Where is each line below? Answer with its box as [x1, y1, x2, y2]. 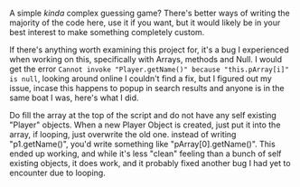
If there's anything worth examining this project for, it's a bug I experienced [9, 44, 289, 55]
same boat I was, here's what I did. [9, 92, 139, 103]
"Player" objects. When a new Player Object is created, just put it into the [9, 119, 281, 130]
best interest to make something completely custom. [9, 27, 205, 37]
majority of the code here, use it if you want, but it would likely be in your [9, 17, 281, 28]
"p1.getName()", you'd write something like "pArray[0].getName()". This [9, 139, 276, 149]
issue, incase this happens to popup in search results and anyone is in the [9, 83, 285, 93]
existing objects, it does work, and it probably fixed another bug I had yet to [9, 158, 291, 168]
